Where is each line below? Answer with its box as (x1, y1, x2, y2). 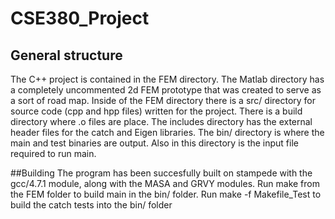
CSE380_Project (10, 7, 150, 30)
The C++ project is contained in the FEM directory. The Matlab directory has (10, 73, 325, 85)
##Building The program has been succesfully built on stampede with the (10, 167, 313, 179)
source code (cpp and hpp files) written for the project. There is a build (10, 105, 303, 117)
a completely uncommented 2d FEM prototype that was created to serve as (10, 84, 322, 96)
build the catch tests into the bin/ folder (10, 199, 173, 211)
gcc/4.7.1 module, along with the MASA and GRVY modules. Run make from (10, 178, 320, 189)
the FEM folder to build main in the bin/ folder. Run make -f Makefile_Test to (10, 188, 322, 200)
